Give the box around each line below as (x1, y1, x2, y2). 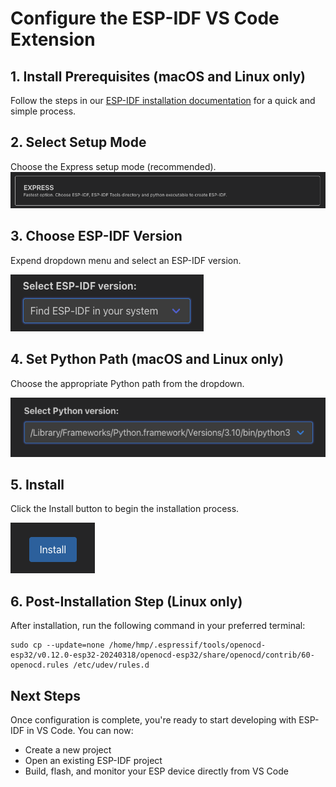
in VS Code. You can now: (26, 725, 134, 737)
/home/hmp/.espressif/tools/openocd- (108, 640, 267, 651)
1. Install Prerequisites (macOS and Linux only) (10, 68, 307, 85)
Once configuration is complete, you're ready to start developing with (10, 714, 297, 726)
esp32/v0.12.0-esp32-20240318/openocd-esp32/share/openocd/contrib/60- (10, 650, 315, 661)
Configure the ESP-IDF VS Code (10, 7, 280, 30)
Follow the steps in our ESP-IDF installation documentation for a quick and (10, 95, 316, 106)
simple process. (10, 105, 77, 117)
